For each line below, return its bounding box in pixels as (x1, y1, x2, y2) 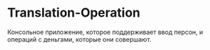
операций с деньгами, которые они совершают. (7, 35, 152, 43)
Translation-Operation (7, 5, 140, 21)
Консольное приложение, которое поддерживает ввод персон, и (7, 28, 204, 36)
